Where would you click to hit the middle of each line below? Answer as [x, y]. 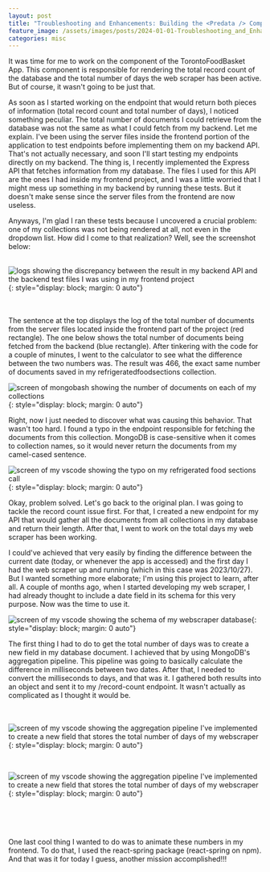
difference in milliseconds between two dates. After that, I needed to [122, 670]
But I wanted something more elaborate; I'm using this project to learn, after [133, 579]
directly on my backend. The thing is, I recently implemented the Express [129, 163]
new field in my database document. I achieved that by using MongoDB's [129, 653]
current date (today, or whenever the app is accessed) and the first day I [129, 562]
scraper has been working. [53, 538]
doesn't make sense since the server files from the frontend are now [122, 197]
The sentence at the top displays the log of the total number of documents [131, 321]
